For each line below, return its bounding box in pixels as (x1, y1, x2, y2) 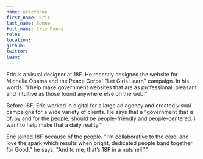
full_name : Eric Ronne (6, 25, 64, 32)
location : (6, 37, 32, 43)
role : (6, 32, 20, 38)
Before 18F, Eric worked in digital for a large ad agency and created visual (6, 101, 191, 109)
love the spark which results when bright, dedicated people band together (6, 139, 193, 146)
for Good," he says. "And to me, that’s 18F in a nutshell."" (6, 146, 148, 153)
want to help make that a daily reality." (6, 121, 102, 128)
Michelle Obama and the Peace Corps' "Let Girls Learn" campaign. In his (6, 77, 190, 84)
